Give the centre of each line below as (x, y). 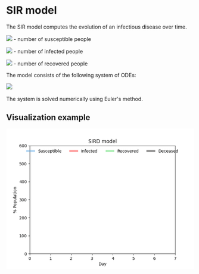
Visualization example (48, 117)
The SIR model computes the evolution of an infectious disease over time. (97, 27)
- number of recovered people (51, 64)
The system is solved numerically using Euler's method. (74, 99)
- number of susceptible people (52, 39)
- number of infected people (48, 51)
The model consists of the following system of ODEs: (71, 75)
